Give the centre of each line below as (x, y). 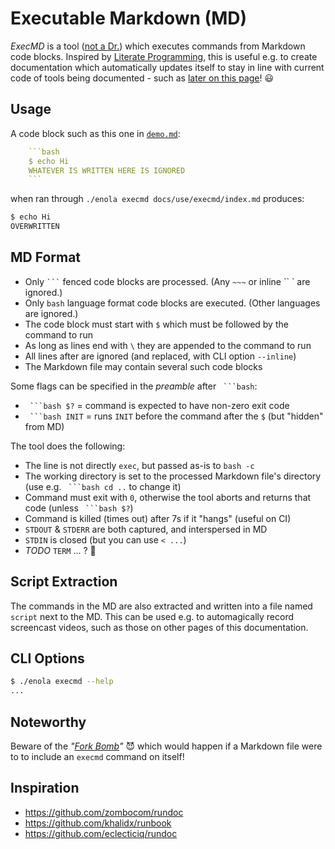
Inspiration (45, 788)
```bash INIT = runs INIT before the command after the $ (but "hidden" (176, 416)
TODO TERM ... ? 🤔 (60, 550)
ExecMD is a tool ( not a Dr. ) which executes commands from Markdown (158, 46)
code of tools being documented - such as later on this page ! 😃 (142, 78)
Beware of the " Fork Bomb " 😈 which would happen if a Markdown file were (166, 746)
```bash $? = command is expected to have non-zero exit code (159, 405)
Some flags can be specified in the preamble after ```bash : (134, 386)
